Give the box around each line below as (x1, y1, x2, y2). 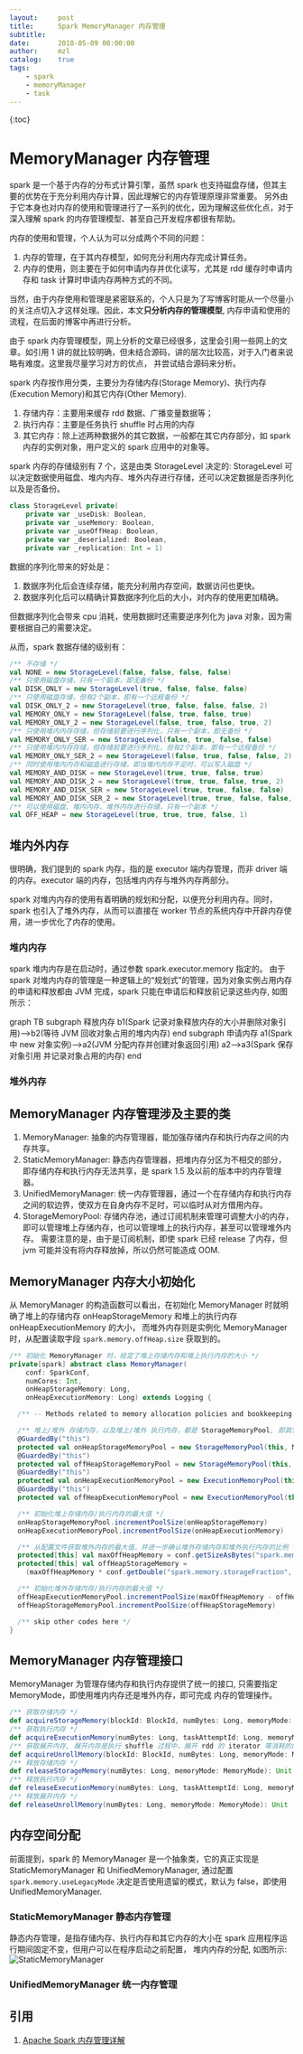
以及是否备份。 (9, 483, 65, 494)
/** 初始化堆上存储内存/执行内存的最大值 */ (17, 1509, 164, 1518)
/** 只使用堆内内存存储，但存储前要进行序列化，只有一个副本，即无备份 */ (9, 727, 252, 736)
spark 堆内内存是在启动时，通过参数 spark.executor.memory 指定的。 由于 (9, 963, 286, 974)
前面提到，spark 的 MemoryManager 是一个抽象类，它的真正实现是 (9, 1853, 260, 1864)
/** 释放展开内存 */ (9, 1792, 78, 1801)
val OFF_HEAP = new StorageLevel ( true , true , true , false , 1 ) (9, 811, 248, 820)
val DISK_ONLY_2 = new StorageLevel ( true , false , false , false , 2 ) (9, 701, 269, 710)
